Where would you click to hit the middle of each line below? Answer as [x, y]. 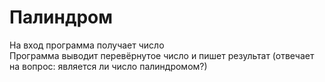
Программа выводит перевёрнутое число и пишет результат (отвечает [162, 55]
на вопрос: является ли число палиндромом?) [108, 66]
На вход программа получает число [87, 45]
